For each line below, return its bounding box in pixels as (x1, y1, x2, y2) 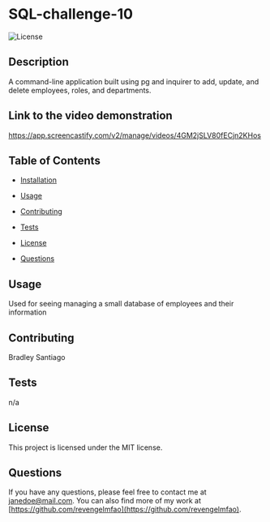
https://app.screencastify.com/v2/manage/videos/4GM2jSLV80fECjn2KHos (8, 130, 262, 140)
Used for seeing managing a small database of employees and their (8, 299, 234, 309)
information (8, 307, 47, 317)
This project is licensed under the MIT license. (8, 443, 163, 452)
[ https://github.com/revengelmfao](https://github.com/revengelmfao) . (8, 504, 242, 515)
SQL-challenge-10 (8, 5, 134, 24)
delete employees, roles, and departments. (8, 85, 152, 95)
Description (8, 55, 69, 69)
